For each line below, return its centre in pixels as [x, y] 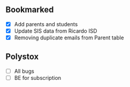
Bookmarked [30, 10]
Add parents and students [46, 24]
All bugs [24, 71]
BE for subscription [38, 77]
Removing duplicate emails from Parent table [69, 38]
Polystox [22, 57]
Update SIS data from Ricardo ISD [56, 31]
